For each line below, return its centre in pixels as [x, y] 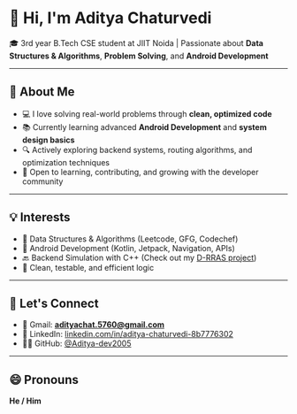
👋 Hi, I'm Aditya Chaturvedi [110, 18]
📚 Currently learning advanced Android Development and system [144, 126]
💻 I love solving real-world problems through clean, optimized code [147, 113]
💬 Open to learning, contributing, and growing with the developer [140, 172]
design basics [48, 140]
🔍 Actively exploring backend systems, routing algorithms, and [137, 149]
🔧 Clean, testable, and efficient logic [88, 267]
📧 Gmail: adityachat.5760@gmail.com [93, 325]
